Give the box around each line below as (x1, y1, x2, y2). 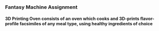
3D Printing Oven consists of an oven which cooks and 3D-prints (5, 16, 139, 21)
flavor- (140, 16, 155, 21)
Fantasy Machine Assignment (5, 4, 78, 10)
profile (5, 21, 19, 26)
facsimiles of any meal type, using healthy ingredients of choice (19, 21, 153, 26)
